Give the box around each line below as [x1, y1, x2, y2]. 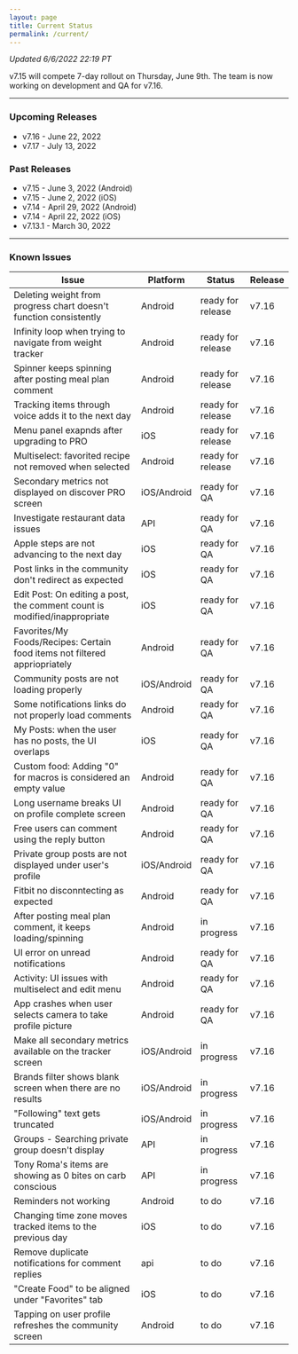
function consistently [13, 311, 102, 324]
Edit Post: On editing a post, [13, 588, 129, 601]
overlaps [13, 746, 51, 759]
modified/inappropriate [13, 610, 110, 623]
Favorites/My [13, 625, 69, 637]
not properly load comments [13, 709, 132, 721]
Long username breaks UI [13, 797, 122, 809]
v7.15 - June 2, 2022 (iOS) [21, 192, 117, 202]
